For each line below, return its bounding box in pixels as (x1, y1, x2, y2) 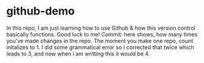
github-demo (6, 4, 75, 18)
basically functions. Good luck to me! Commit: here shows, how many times (6, 30, 198, 38)
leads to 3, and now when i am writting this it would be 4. (6, 50, 150, 57)
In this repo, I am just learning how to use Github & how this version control (6, 24, 196, 31)
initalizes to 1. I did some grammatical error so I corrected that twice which (6, 44, 194, 51)
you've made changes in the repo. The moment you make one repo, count (6, 37, 194, 44)
